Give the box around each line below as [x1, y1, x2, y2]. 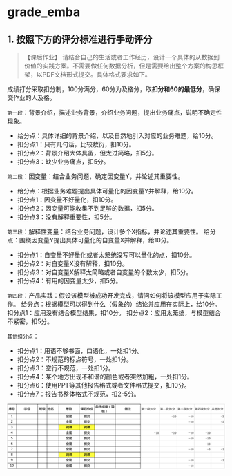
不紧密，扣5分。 [7, 317, 54, 325]
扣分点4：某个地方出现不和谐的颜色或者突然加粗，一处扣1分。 [17, 372, 193, 381]
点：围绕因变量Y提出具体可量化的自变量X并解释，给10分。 [7, 236, 173, 244]
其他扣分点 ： [7, 332, 39, 340]
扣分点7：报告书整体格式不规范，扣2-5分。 [17, 390, 140, 398]
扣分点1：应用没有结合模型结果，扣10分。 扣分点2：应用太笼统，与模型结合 [7, 309, 221, 316]
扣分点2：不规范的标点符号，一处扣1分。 [17, 355, 133, 363]
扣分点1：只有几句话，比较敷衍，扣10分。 [17, 140, 136, 149]
